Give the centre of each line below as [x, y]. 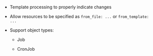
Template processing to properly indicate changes [61, 7]
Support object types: [32, 30]
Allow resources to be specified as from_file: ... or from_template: [79, 16]
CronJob [26, 49]
